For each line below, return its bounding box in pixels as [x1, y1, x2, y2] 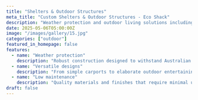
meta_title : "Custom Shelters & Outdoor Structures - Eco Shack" [6, 14, 170, 20]
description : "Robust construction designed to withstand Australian [16, 58, 192, 64]
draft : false [6, 85, 38, 91]
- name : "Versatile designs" [11, 63, 83, 69]
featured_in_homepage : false [6, 42, 78, 48]
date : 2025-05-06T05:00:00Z [6, 25, 75, 31]
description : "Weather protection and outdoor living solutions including [6, 19, 194, 25]
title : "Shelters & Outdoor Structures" [6, 8, 107, 15]
